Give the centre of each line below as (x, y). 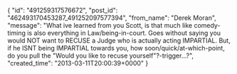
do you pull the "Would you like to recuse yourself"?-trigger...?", (101, 55)
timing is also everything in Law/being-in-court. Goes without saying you (114, 33)
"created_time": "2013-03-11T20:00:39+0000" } (78, 63)
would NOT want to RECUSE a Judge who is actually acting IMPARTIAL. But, (119, 41)
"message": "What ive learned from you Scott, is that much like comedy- (114, 25)
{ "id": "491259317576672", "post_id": (63, 10)
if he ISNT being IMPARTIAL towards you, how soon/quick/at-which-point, (116, 48)
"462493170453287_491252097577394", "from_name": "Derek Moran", (112, 18)
